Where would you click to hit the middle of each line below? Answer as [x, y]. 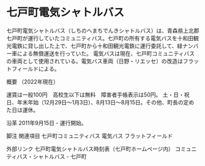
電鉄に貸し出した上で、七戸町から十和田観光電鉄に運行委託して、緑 [97, 46]
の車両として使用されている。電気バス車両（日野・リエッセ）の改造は [95, 61]
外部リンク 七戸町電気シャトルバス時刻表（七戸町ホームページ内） [90, 149]
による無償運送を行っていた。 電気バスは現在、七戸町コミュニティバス [106, 53]
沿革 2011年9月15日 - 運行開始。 [47, 123]
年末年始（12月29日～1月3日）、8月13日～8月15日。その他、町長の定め [106, 102]
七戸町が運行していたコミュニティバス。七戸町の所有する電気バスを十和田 [100, 38]
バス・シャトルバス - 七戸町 [52, 156]
